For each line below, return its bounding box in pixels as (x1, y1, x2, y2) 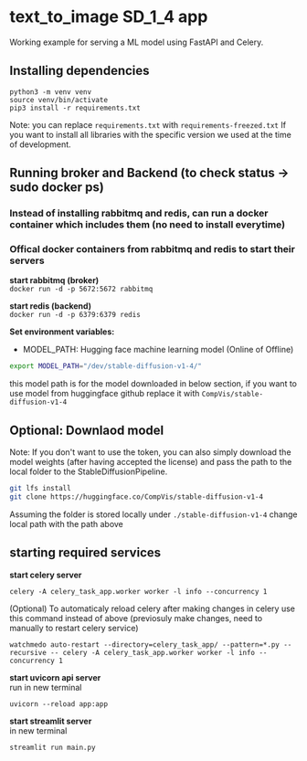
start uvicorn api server (9, 671, 101, 682)
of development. (9, 139, 71, 150)
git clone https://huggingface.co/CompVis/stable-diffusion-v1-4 (9, 491, 263, 502)
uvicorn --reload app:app (9, 699, 108, 709)
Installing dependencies (9, 63, 150, 79)
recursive (9, 648, 48, 657)
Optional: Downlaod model (9, 422, 164, 438)
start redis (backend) (9, 301, 92, 312)
